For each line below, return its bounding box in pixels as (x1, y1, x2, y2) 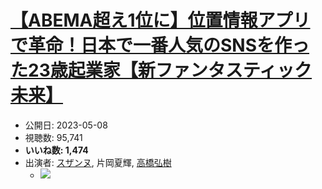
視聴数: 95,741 (24, 131, 83, 143)
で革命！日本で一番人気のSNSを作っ (10, 34, 310, 57)
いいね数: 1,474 (24, 144, 89, 156)
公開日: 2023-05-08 (24, 119, 108, 131)
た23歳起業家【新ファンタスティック (10, 59, 313, 82)
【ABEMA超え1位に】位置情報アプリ (10, 9, 311, 32)
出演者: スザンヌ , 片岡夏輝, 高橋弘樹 (24, 156, 172, 168)
